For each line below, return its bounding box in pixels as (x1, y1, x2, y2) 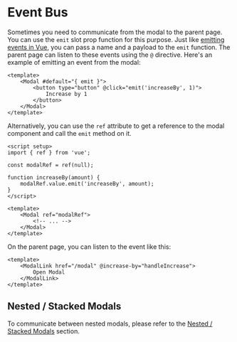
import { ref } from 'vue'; (7, 149, 91, 156)
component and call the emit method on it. (7, 129, 132, 137)
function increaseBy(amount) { (7, 173, 100, 181)
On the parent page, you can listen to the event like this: (7, 242, 172, 251)
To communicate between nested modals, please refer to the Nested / (7, 319, 213, 328)
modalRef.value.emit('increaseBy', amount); (20, 180, 154, 187)
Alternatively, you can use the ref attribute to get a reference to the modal (7, 122, 225, 130)
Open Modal (33, 268, 65, 276)
